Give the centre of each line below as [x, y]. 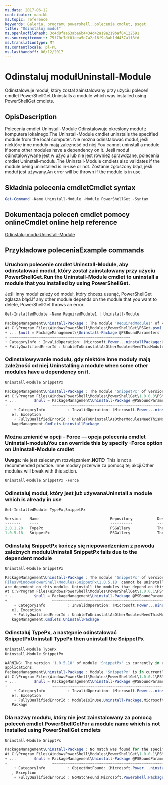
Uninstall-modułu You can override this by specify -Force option [84, 443]
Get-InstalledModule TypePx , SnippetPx [45, 510]
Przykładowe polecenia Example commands [75, 251]
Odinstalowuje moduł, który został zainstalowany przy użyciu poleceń [77, 90]
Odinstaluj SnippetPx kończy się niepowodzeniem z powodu [80, 546]
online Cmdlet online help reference [61, 222]
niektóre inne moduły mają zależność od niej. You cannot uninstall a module [82, 145]
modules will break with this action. [41, 471]
